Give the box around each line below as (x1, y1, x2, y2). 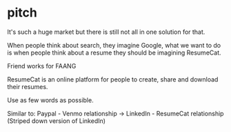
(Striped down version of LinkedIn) (7, 116, 106, 125)
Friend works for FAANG (7, 62, 77, 70)
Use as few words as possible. (7, 95, 94, 104)
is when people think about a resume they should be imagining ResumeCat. (7, 48, 221, 57)
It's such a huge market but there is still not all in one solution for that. (7, 28, 205, 36)
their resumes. (7, 82, 48, 91)
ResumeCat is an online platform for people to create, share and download (7, 75, 219, 84)
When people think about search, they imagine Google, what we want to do (7, 41, 221, 49)
